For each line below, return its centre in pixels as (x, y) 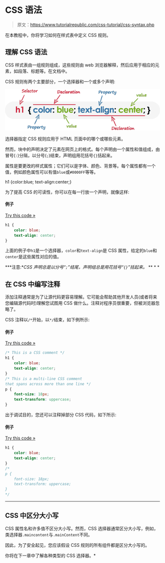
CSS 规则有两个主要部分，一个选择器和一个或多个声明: (60, 81)
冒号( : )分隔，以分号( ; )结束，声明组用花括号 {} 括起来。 (60, 155)
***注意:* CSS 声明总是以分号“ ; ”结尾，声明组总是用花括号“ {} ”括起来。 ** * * (82, 267)
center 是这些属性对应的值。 (33, 257)
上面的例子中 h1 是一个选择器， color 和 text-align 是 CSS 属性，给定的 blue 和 (81, 250)
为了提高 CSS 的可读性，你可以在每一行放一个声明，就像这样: (67, 192)
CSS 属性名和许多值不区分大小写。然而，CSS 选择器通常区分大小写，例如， (82, 528)
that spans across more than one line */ (48, 384)
